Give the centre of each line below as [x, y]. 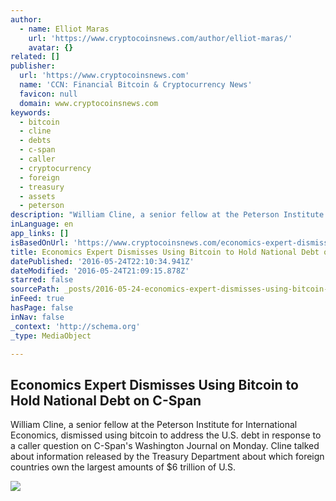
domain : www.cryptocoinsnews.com [89, 103]
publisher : [33, 66]
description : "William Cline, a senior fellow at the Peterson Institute [167, 215]
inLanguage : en [42, 224]
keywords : [31, 112]
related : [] [35, 57]
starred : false [42, 280]
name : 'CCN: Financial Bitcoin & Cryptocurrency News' [136, 85]
